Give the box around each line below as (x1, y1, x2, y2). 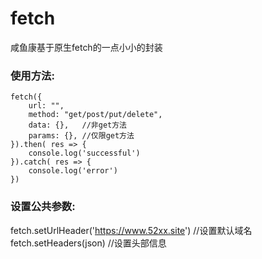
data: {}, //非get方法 (28, 120, 128, 131)
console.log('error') (28, 166, 118, 176)
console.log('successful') (28, 148, 141, 159)
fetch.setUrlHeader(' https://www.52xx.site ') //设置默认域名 (10, 224, 253, 236)
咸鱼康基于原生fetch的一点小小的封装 (10, 41, 163, 53)
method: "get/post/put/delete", (28, 110, 163, 120)
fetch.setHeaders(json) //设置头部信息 (10, 237, 167, 249)
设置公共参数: (10, 200, 76, 214)
